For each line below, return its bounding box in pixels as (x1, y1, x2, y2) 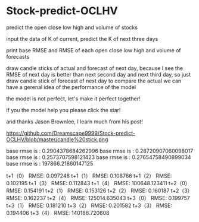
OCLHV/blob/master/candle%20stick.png (6, 135, 108, 143)
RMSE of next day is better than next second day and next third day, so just (6, 71, 191, 78)
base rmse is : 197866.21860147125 (6, 160, 94, 167)
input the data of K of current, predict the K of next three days (6, 35, 158, 42)
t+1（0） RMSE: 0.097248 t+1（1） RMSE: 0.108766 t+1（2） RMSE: (6, 172, 172, 179)
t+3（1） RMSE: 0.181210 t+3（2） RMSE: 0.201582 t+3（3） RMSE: (6, 202, 173, 209)
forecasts (6, 53, 30, 60)
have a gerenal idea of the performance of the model (6, 83, 136, 90)
